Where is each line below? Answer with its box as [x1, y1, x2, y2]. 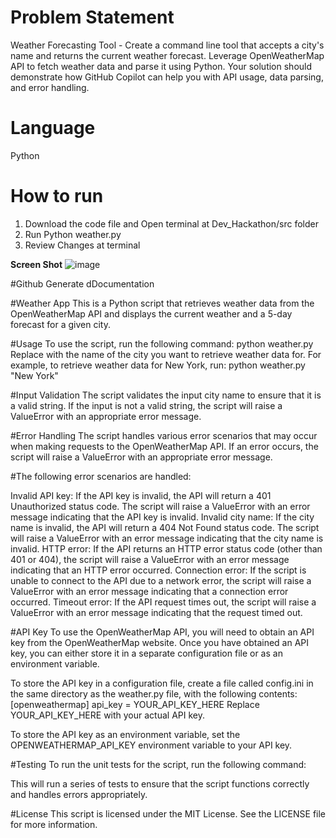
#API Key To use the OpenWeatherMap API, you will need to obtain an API [10, 626, 315, 638]
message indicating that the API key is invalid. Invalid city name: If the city [10, 511, 315, 523]
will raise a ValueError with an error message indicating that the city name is [10, 532, 324, 544]
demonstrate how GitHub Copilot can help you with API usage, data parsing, [10, 71, 324, 83]
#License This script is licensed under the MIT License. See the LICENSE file [10, 807, 327, 820]
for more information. [10, 818, 98, 830]
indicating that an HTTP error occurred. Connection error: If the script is [10, 564, 307, 576]
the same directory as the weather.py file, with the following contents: [10, 687, 298, 700]
